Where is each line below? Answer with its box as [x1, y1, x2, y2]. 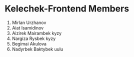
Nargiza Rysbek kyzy [11, 35, 56, 41]
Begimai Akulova [11, 40, 47, 46]
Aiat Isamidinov [11, 24, 44, 30]
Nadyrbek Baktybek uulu [11, 46, 63, 52]
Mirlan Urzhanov [11, 19, 46, 25]
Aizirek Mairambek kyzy [11, 30, 62, 36]
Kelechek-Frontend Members [4, 3, 129, 14]
